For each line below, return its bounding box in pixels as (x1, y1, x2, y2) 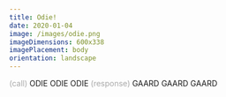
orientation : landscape (9, 54, 97, 63)
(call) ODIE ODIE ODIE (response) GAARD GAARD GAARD (9, 78, 218, 88)
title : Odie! (9, 12, 57, 22)
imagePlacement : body (9, 46, 89, 55)
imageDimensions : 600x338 (9, 37, 104, 47)
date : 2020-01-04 (9, 21, 73, 30)
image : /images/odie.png (9, 29, 101, 38)
